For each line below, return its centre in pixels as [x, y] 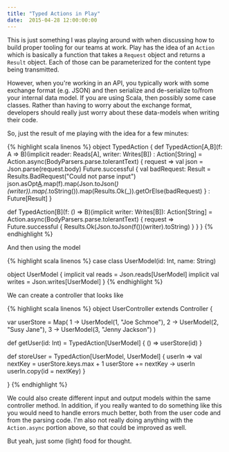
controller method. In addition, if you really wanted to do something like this [115, 405]
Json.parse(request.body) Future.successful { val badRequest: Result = [109, 169]
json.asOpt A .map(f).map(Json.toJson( [62, 183]
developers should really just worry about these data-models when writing [113, 112]
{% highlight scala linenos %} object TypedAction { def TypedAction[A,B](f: [115, 147]
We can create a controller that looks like [65, 295]
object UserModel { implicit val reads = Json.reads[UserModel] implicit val [113, 274]
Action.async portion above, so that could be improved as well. [97, 427]
